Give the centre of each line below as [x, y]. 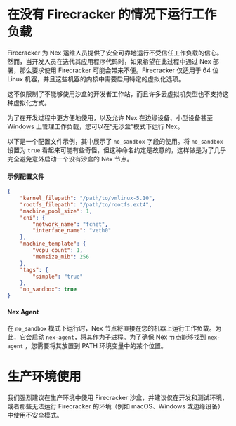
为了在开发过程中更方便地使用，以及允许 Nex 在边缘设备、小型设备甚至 [110, 117]
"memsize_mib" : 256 [61, 257]
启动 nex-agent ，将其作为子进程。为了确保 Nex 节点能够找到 [119, 337]
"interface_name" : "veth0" [72, 231]
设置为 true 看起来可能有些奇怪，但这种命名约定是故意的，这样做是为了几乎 [117, 150]
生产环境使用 [45, 377]
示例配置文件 [26, 176]
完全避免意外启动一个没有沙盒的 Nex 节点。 [70, 159]
